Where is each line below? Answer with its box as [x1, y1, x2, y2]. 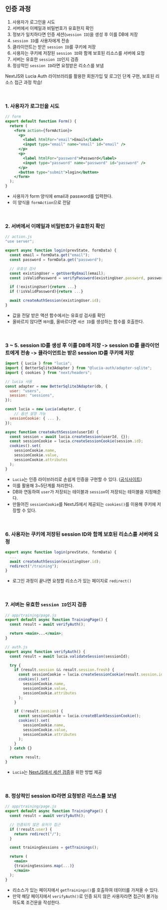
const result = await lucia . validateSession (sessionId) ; [9, 654, 130, 659]
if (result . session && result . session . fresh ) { [14, 668, 114, 673]
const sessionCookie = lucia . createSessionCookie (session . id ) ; [9, 439, 143, 444]
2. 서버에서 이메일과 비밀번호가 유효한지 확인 [5, 223, 105, 230]
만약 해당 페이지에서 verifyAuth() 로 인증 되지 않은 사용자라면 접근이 [12, 893, 146, 899]
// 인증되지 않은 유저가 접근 [9, 822, 61, 827]
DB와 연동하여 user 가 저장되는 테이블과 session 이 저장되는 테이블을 [12, 488, 144, 494]
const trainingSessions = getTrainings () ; [9, 845, 99, 850]
